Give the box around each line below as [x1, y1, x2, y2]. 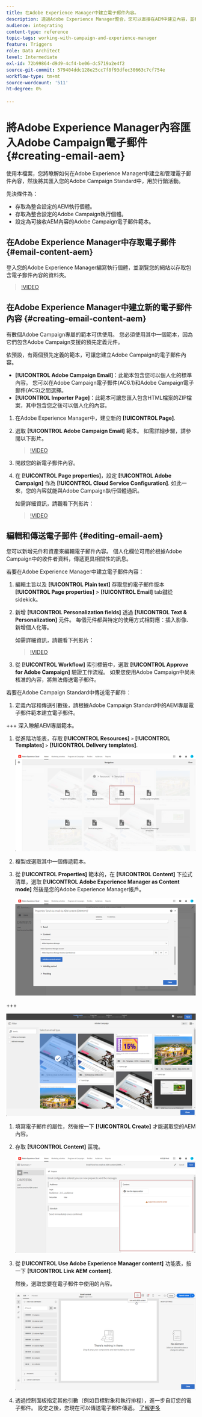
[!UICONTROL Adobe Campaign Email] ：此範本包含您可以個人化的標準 [14, 371, 192, 379]
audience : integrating [6, 22, 63, 28]
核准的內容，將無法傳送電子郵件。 [14, 676, 100, 684]
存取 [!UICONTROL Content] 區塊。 [14, 1143, 104, 1150]
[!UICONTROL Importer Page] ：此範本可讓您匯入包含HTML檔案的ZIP [14, 394, 187, 401]
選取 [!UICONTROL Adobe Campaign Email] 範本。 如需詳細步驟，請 [14, 427, 186, 434]
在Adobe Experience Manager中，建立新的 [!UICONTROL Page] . [14, 414, 176, 422]
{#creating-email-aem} [6, 149, 126, 163]
